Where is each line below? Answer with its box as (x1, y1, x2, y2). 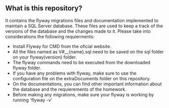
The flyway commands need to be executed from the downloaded (12, 59, 151, 65)
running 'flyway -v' (12, 97, 53, 103)
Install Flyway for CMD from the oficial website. (12, 43, 111, 49)
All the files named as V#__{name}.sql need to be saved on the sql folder (12, 48, 164, 55)
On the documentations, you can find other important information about (12, 81, 162, 87)
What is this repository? (5, 4, 82, 13)
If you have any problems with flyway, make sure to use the (12, 70, 137, 76)
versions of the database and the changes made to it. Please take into (5, 28, 151, 34)
